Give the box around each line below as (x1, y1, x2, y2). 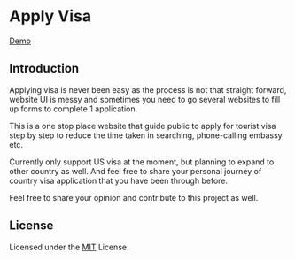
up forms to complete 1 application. (9, 103, 138, 114)
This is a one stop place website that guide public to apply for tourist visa (9, 120, 276, 131)
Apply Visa (9, 6, 91, 27)
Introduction (9, 61, 80, 76)
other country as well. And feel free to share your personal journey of (9, 165, 262, 176)
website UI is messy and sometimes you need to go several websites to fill (9, 94, 281, 104)
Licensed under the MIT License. (9, 241, 129, 252)
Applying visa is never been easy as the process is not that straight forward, (9, 84, 287, 95)
